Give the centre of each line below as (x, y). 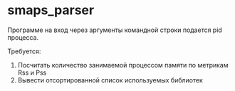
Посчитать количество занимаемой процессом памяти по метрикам (123, 65)
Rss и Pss (32, 73)
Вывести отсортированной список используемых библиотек (110, 80)
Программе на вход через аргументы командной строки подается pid (115, 30)
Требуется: (24, 51)
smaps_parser (51, 10)
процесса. (23, 37)
